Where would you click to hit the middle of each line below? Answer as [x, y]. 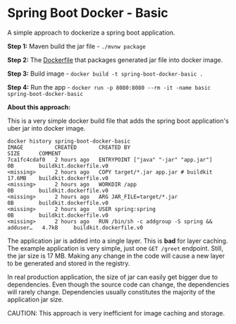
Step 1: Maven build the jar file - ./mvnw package [76, 46]
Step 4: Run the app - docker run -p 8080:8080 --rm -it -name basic [109, 87]
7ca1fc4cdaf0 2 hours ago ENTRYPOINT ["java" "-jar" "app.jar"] [110, 160]
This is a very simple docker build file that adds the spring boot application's [118, 121]
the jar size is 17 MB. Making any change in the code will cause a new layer [116, 256]
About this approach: [39, 107]
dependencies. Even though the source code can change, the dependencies [118, 284]
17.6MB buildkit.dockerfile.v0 [58, 178]
